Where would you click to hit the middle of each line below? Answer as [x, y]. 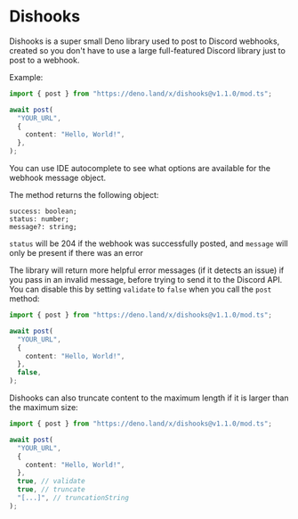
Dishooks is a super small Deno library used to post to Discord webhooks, [145, 41]
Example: [26, 77]
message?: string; [43, 227]
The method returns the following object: [84, 195]
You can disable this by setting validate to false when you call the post [141, 289]
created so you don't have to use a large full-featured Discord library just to [148, 50]
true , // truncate [52, 490]
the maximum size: [44, 408]
